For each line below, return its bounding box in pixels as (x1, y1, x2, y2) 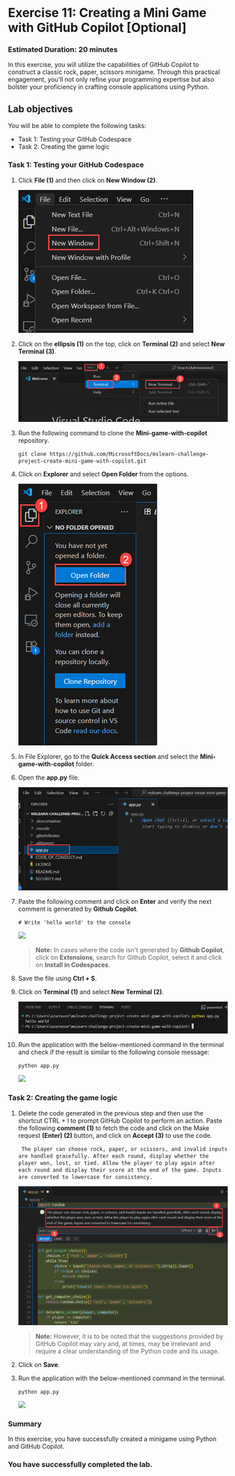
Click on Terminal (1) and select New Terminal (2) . (17, 987, 165, 996)
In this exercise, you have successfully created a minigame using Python (8, 1434, 217, 1443)
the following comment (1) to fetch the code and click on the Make (17, 1123, 210, 1132)
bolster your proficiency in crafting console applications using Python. (8, 82, 210, 92)
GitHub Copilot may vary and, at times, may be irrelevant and (35, 1339, 211, 1347)
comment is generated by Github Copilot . (17, 905, 139, 913)
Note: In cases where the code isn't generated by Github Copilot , (35, 945, 225, 954)
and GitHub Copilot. (8, 1442, 65, 1450)
